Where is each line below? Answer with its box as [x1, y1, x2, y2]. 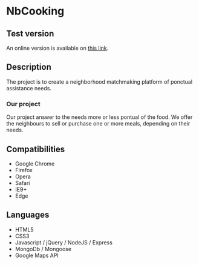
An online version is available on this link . [6, 44, 109, 52]
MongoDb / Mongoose [15, 245, 71, 252]
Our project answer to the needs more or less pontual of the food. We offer [6, 113, 193, 121]
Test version [6, 29, 54, 39]
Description [6, 62, 51, 72]
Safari [15, 179, 30, 186]
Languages [6, 210, 50, 220]
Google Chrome [15, 159, 55, 167]
